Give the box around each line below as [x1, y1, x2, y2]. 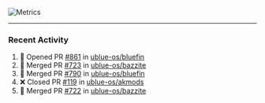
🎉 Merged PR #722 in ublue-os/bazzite [19, 86, 147, 96]
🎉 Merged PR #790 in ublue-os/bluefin [19, 69, 145, 79]
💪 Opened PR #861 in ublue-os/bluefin [19, 52, 144, 62]
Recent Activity [8, 34, 69, 45]
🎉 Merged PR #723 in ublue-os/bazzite [19, 61, 147, 70]
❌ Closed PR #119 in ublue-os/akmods [19, 77, 144, 86]
